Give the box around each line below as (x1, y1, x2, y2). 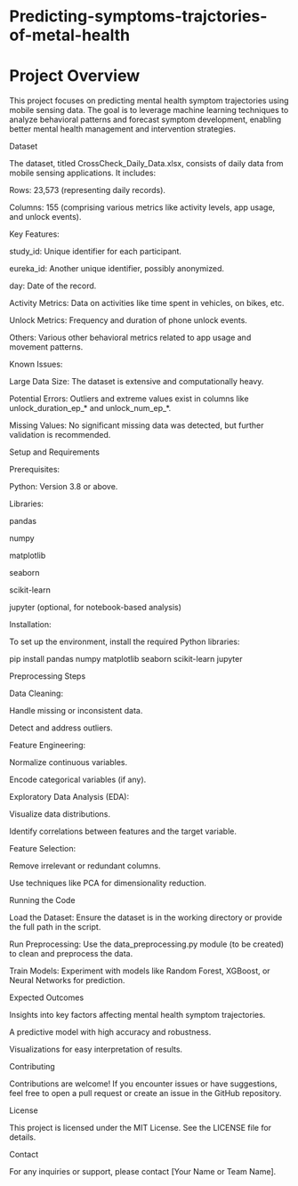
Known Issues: (9, 359, 63, 370)
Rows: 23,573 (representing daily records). (9, 185, 166, 196)
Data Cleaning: (9, 688, 64, 699)
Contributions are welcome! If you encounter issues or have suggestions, (9, 1078, 278, 1089)
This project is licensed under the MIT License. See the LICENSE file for (9, 1123, 272, 1134)
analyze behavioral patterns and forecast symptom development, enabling (9, 114, 282, 125)
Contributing (9, 1061, 55, 1072)
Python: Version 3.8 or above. (9, 481, 118, 492)
